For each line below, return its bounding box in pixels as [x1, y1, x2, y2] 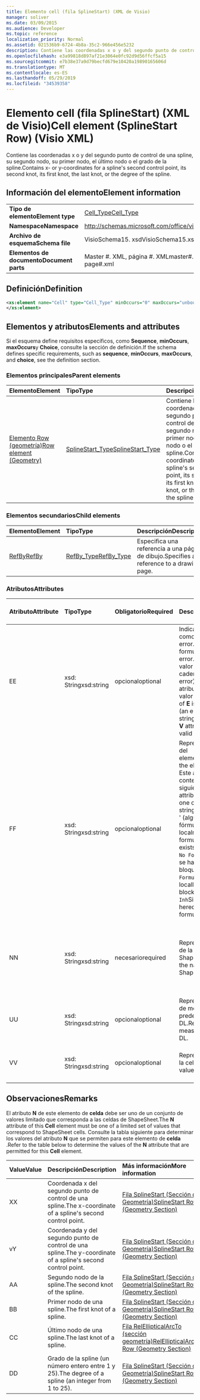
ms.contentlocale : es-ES [6, 70, 68, 76]
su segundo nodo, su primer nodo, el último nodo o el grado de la [6, 157, 167, 164]
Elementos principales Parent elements [6, 371, 121, 380]
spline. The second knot [47, 1280, 113, 1289]
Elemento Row [9, 434, 49, 442]
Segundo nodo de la [47, 1273, 104, 1281]
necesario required [114, 954, 167, 962]
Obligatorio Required [114, 607, 174, 616]
